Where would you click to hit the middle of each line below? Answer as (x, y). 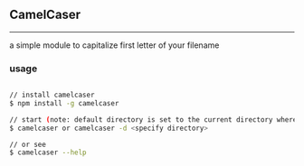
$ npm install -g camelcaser (64, 103)
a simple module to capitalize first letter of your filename (114, 45)
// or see (28, 144)
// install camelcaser (52, 95)
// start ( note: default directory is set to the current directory (141, 120)
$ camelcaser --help (48, 152)
